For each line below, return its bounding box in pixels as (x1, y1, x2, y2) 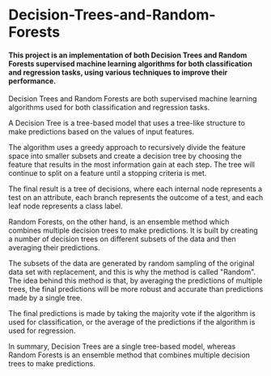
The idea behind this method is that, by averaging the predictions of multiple (8, 276, 263, 285)
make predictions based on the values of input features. (8, 127, 195, 137)
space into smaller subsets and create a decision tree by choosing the (8, 152, 243, 161)
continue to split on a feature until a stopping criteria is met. (8, 169, 207, 178)
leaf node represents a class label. (8, 201, 123, 211)
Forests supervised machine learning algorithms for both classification (8, 58, 252, 68)
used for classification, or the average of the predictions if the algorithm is (8, 318, 256, 327)
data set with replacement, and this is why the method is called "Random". (8, 267, 256, 277)
